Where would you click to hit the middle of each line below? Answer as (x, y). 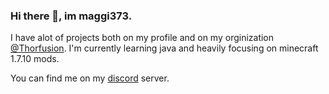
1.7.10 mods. (35, 59)
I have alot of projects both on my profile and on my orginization (142, 38)
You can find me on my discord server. (90, 78)
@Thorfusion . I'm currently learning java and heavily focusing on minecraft (164, 48)
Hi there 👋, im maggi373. (71, 16)
